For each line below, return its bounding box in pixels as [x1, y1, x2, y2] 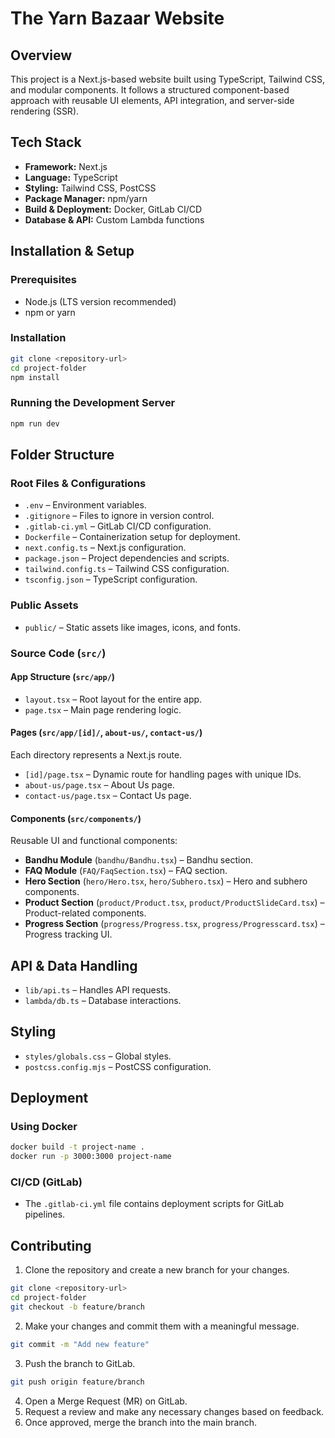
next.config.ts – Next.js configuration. [24, 542, 187, 554]
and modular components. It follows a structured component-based [10, 84, 290, 96]
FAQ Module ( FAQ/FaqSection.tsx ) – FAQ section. [24, 865, 228, 877]
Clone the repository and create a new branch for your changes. [24, 1264, 290, 1276]
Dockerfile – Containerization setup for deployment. [24, 531, 241, 543]
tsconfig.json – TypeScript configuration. [24, 573, 198, 586]
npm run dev [10, 418, 60, 429]
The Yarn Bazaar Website [10, 7, 225, 30]
